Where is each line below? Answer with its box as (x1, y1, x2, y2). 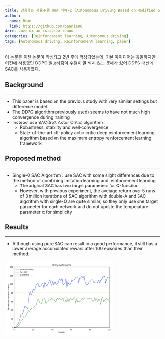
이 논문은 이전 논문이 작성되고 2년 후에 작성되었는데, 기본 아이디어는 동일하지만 (5, 54, 156, 60)
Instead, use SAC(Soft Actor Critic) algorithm (12, 119, 103, 125)
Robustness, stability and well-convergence (19, 124, 109, 130)
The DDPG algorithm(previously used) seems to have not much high (12, 109, 150, 115)
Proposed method (5, 154, 61, 163)
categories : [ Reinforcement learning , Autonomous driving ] (5, 34, 129, 39)
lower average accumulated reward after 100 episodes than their (12, 246, 143, 252)
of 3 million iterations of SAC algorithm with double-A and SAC (19, 193, 146, 199)
